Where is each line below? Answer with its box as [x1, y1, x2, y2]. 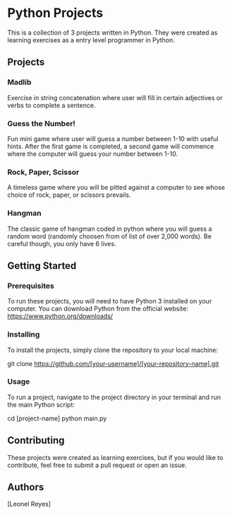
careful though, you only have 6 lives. [7, 239, 116, 248]
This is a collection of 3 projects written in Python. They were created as [7, 28, 218, 37]
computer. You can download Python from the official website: [7, 305, 189, 313]
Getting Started [7, 260, 77, 272]
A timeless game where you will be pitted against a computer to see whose [7, 183, 226, 192]
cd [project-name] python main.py [7, 414, 107, 423]
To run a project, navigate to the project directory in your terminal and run [7, 393, 221, 401]
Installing [7, 329, 40, 339]
